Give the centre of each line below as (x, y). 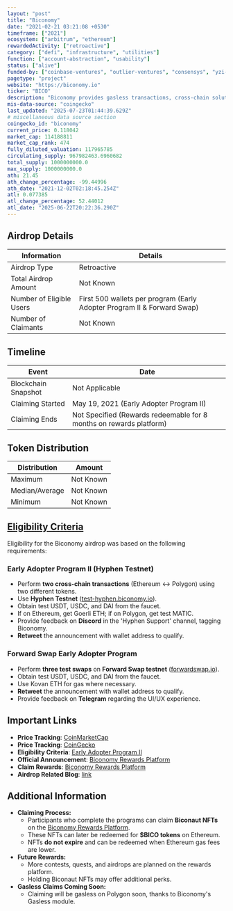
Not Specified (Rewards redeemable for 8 (140, 415)
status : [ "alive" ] (34, 65)
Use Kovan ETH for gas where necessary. (77, 683)
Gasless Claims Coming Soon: (61, 887)
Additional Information (57, 796)
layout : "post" (29, 14)
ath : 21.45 (23, 175)
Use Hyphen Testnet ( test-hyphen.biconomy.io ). (87, 599)
